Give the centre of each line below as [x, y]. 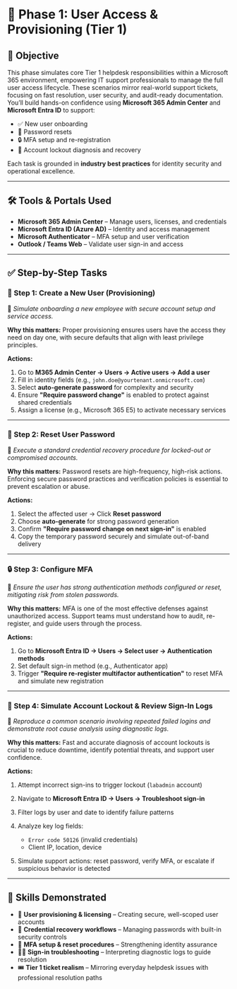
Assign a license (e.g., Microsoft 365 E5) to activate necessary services [122, 410]
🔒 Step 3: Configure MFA [50, 569]
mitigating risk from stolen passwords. [63, 595]
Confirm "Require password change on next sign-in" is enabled [112, 528]
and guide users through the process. [87, 624]
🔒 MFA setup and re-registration [64, 140]
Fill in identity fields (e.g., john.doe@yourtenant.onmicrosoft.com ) [111, 380]
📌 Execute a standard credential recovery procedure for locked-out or [109, 450]
